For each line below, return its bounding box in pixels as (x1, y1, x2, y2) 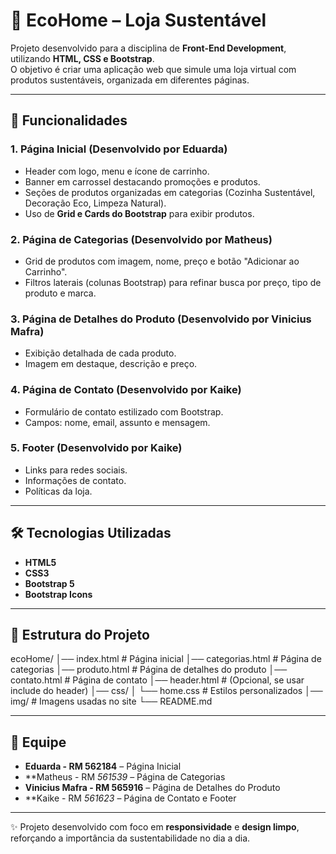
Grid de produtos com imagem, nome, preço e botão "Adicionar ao (24, 255, 300, 267)
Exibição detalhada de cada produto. (24, 347, 177, 359)
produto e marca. (24, 287, 97, 299)
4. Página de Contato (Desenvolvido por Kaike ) (10, 383, 242, 397)
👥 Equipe (10, 734, 67, 751)
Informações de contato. (24, 474, 127, 486)
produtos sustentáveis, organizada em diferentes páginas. (10, 74, 250, 86)
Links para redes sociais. (24, 464, 128, 476)
